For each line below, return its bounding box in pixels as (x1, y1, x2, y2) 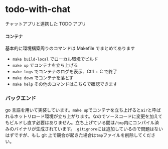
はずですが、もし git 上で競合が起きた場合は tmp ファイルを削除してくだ (5, 132, 151, 138)
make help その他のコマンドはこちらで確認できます (12, 81, 118, 87)
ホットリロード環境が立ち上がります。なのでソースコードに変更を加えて (14, 113, 163, 119)
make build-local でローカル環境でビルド (12, 56, 99, 62)
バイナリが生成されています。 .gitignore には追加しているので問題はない (14, 126, 163, 132)
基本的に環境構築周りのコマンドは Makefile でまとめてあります (5, 45, 135, 51)
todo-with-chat (5, 4, 71, 15)
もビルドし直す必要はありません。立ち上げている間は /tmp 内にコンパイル (5, 119, 155, 126)
